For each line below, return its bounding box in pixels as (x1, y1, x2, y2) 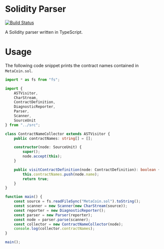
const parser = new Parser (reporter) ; (14, 212, 93, 218)
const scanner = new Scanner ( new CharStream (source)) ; (14, 203, 128, 208)
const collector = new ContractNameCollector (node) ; (14, 222, 123, 226)
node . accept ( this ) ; (22, 154, 62, 159)
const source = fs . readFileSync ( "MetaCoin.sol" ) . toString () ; (14, 199, 141, 204)
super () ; (22, 149, 41, 154)
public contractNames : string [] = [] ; (14, 136, 93, 141)
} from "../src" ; (5, 123, 41, 127)
